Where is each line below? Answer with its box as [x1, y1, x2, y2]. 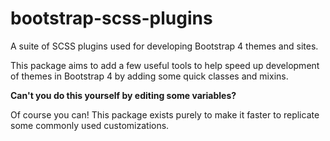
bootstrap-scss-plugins [10, 7, 213, 30]
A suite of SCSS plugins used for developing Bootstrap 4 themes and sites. [10, 40, 319, 52]
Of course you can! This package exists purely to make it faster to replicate [10, 108, 320, 121]
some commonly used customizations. [10, 119, 170, 131]
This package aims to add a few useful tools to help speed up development [10, 59, 320, 71]
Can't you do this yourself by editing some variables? [10, 89, 237, 101]
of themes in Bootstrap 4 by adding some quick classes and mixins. [10, 70, 289, 82]
